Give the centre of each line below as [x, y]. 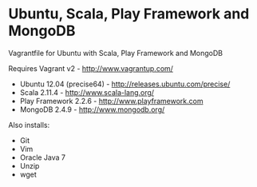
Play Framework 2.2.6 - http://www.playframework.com [111, 101]
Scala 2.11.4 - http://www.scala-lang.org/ [87, 92]
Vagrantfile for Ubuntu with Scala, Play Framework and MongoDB [116, 53]
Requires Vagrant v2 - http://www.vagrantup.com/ [91, 68]
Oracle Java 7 [43, 157]
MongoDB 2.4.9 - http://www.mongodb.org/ [92, 109]
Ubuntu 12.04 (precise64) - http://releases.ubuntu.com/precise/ [125, 84]
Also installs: [29, 125]
